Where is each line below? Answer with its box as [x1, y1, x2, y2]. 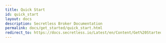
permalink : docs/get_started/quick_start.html [5, 26, 103, 31]
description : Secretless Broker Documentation [5, 21, 103, 26]
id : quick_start [5, 12, 39, 17]
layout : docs [5, 16, 32, 21]
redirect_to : [5, 30, 32, 35]
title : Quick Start [5, 7, 45, 12]
